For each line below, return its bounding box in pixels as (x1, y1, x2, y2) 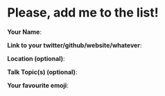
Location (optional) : (7, 54, 65, 63)
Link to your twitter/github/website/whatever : (7, 41, 142, 49)
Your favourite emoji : (7, 81, 69, 89)
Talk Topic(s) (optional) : (7, 68, 78, 76)
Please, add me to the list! (7, 5, 159, 21)
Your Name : (7, 28, 42, 36)
